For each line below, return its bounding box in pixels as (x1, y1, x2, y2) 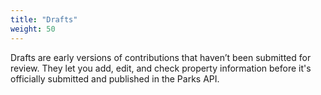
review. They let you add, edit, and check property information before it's (10, 62, 312, 74)
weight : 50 (10, 24, 56, 34)
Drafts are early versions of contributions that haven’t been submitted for (10, 51, 312, 63)
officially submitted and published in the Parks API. (10, 72, 220, 85)
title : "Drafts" (10, 14, 78, 25)
